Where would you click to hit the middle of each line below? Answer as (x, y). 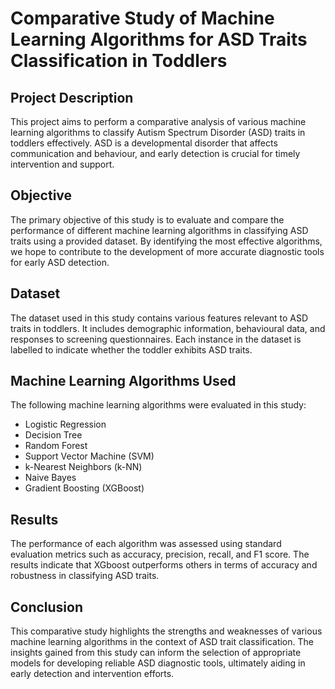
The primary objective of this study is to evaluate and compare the (147, 219)
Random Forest (56, 446)
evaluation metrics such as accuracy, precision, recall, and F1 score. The (160, 554)
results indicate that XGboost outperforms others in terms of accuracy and (164, 565)
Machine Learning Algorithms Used (123, 381)
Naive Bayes (50, 478)
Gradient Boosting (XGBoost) (84, 488)
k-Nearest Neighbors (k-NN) (83, 467)
